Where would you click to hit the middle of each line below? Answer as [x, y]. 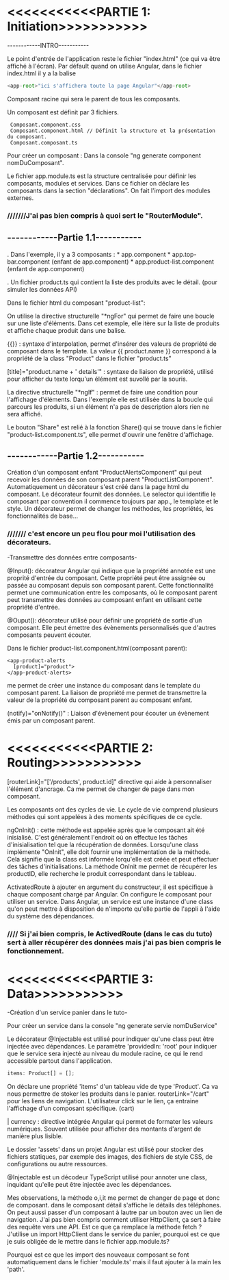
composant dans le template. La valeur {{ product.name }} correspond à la [112, 351]
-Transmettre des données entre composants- [72, 557]
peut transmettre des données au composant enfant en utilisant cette [105, 599]
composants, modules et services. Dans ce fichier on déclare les [98, 183]
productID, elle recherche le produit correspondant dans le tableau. [102, 873]
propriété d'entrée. [33, 607]
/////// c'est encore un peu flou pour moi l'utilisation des [102, 534]
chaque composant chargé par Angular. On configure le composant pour [109, 894]
